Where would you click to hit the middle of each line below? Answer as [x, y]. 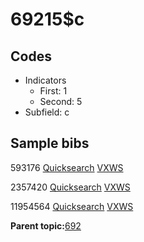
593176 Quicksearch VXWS [67, 167]
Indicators [45, 80]
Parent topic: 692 [46, 225]
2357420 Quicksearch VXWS [70, 187]
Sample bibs [50, 143]
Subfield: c [47, 112]
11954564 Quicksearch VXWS [72, 206]
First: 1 [53, 91]
